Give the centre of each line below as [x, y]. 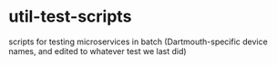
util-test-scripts [70, 17]
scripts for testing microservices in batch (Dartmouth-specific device [138, 42]
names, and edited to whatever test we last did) [98, 51]
